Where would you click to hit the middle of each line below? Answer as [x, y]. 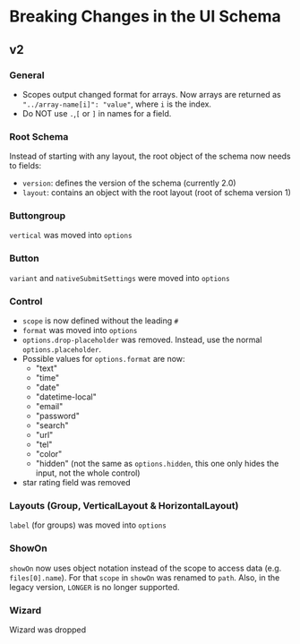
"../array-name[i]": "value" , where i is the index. [117, 104]
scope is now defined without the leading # [100, 321]
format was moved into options [80, 331]
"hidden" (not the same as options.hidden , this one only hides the [157, 464]
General [27, 75]
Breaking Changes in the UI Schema [145, 17]
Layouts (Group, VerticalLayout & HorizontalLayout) [124, 505]
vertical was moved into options [71, 236]
